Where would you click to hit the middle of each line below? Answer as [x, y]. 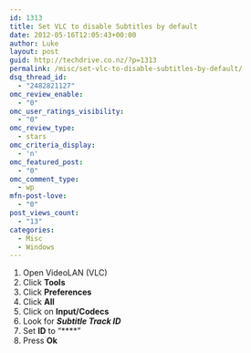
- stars [32, 137]
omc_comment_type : [44, 179]
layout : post [34, 52]
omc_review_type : [42, 129]
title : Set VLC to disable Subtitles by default [104, 26]
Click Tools [44, 283]
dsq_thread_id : [38, 78]
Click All [38, 302]
